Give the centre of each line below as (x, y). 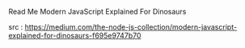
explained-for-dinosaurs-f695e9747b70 (75, 36)
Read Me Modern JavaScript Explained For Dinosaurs (97, 12)
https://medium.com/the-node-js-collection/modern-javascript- (131, 27)
